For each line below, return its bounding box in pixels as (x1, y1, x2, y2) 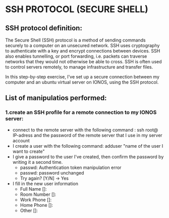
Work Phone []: (20, 196, 52, 203)
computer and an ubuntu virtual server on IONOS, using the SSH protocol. (5, 79, 159, 85)
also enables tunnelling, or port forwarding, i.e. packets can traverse (5, 53, 147, 59)
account (12, 138, 30, 144)
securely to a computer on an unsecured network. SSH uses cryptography (5, 42, 160, 49)
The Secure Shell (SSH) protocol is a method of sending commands (5, 37, 146, 43)
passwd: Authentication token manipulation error (20, 164, 122, 170)
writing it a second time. (12, 159, 63, 165)
